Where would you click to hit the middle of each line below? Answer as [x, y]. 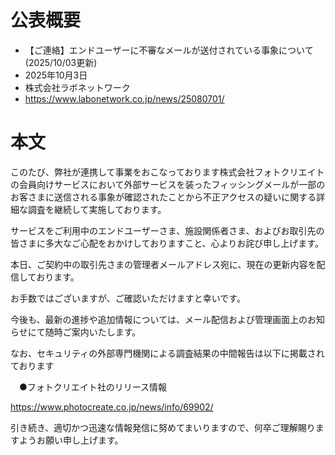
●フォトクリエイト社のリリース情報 [93, 387]
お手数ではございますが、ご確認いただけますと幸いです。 [128, 298]
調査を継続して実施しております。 [97, 209]
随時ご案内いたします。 [93, 332]
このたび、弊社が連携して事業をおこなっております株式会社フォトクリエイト [167, 172]
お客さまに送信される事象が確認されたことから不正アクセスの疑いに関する [163, 197]
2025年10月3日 [56, 75]
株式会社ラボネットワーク [77, 87]
